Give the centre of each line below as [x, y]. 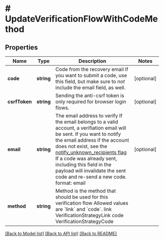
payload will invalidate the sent [91, 171]
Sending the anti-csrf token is [90, 96]
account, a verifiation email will [91, 128]
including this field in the [83, 164]
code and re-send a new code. [91, 177]
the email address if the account [92, 140]
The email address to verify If [89, 116]
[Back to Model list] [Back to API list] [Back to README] [61, 233]
